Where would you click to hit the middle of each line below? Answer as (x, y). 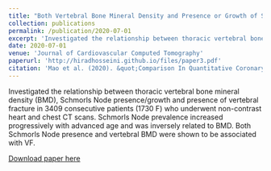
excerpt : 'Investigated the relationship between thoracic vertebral (128, 38)
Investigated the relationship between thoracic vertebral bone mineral (124, 91)
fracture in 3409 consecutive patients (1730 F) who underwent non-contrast (135, 108)
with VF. (22, 143)
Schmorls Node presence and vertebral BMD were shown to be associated (132, 134)
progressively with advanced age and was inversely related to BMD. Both (130, 125)
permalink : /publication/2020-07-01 (70, 31)
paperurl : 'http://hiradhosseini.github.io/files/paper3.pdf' (115, 61)
